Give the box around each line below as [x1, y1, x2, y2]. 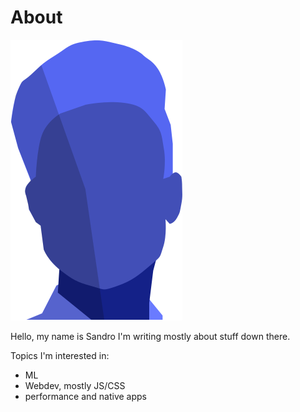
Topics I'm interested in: [10, 349, 110, 361]
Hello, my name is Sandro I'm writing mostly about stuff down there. [10, 330, 291, 342]
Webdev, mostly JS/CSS [24, 379, 126, 391]
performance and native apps [24, 390, 148, 402]
